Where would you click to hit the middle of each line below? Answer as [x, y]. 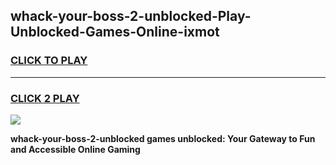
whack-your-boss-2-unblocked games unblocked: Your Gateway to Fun [163, 138]
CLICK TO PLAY [49, 61]
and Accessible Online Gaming [75, 149]
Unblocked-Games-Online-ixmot [115, 32]
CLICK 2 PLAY [45, 98]
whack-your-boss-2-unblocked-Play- [131, 16]
